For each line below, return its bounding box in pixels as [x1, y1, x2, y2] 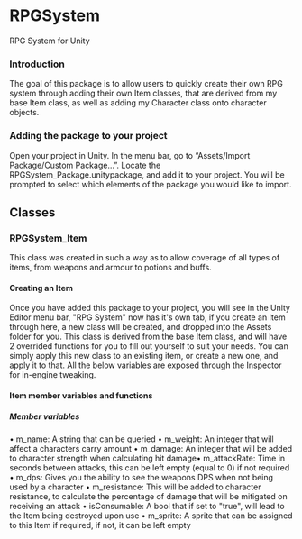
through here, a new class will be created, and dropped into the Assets [9, 322, 272, 333]
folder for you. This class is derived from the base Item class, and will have [9, 331, 288, 343]
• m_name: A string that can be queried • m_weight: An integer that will [9, 434, 274, 444]
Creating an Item [9, 282, 74, 293]
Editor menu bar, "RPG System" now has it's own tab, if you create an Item [9, 312, 286, 323]
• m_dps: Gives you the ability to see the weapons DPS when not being [9, 471, 273, 482]
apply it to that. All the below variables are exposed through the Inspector [9, 360, 282, 370]
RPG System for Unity [9, 35, 90, 46]
